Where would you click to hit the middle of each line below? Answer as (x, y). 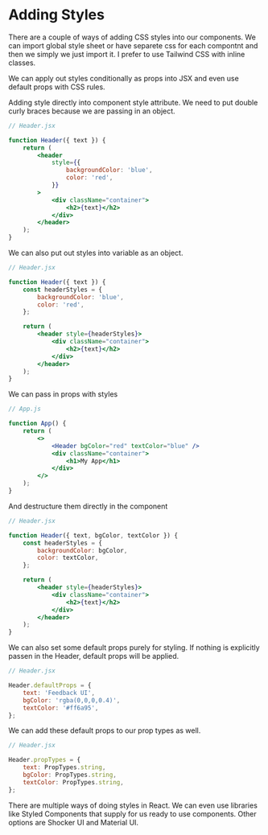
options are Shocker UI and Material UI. (74, 822)
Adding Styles (56, 15)
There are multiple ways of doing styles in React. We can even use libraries (133, 805)
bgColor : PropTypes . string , (70, 775)
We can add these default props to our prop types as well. (105, 730)
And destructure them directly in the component (88, 506)
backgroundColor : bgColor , (82, 550)
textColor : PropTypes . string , (74, 782)
